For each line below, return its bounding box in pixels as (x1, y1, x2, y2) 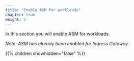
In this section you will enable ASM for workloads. (5, 31, 110, 37)
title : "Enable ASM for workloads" (5, 7, 81, 13)
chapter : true (5, 12, 36, 17)
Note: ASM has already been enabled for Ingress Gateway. (5, 41, 129, 47)
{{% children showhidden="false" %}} (5, 50, 86, 56)
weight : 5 (5, 17, 26, 22)
